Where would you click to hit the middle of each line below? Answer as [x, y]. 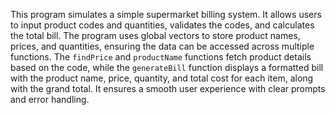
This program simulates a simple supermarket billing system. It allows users [166, 14]
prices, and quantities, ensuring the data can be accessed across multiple [162, 46]
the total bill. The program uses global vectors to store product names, [155, 35]
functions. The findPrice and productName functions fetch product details [161, 57]
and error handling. [50, 99]
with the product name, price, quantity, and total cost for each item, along [162, 78]
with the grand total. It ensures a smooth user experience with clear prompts [168, 88]
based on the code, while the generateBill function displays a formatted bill [167, 67]
